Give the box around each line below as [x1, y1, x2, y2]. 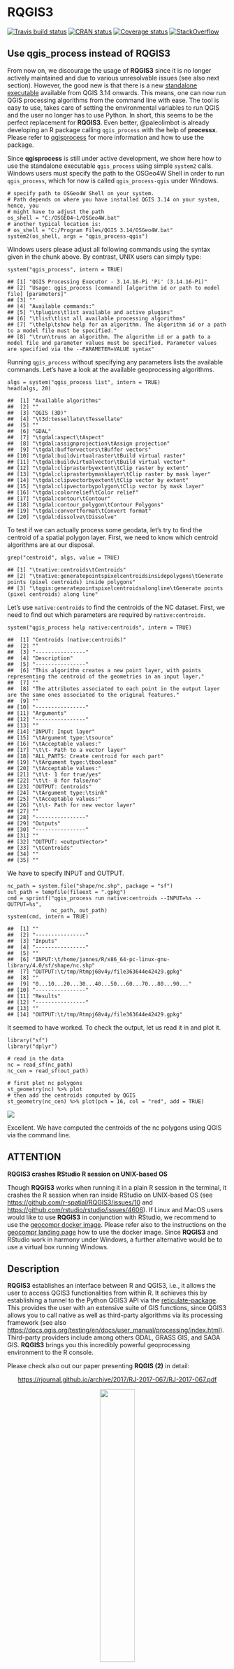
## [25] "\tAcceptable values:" [7, 795, 101, 802]
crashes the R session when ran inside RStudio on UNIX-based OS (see [7, 1191, 213, 1199]
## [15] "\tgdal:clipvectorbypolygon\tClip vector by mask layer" [7, 483, 205, 490]
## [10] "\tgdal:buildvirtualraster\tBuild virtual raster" [7, 452, 187, 459]
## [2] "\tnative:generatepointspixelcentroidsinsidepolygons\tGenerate [7, 572, 224, 579]
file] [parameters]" [7, 290, 68, 297]
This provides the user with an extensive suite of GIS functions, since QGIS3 [7, 1304, 227, 1312]
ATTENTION [7, 1151, 61, 1163]
